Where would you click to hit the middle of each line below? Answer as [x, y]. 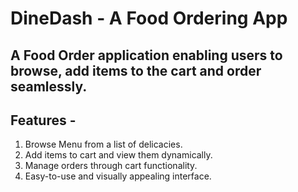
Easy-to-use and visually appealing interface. [118, 176]
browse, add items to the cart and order [136, 70]
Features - [43, 120]
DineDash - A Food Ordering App [149, 18]
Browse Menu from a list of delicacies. [103, 144]
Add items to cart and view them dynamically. [118, 155]
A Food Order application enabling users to [146, 55]
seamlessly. [49, 86]
